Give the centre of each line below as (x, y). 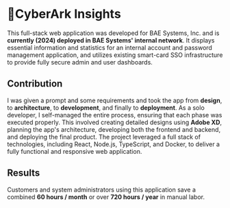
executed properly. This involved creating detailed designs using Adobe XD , (115, 122)
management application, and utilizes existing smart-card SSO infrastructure (115, 55)
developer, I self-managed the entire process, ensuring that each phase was (115, 115)
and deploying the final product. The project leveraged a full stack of (104, 137)
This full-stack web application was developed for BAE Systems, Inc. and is (113, 33)
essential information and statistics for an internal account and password (110, 47)
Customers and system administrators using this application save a (102, 189)
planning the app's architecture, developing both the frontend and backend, (114, 129)
